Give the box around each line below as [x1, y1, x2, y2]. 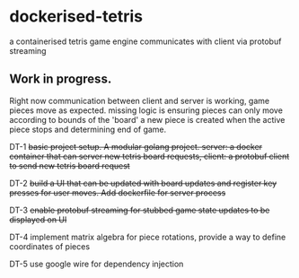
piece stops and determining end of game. [9, 124, 167, 135]
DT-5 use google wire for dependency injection [9, 258, 184, 269]
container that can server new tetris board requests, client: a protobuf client [9, 151, 290, 161]
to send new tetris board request [9, 160, 130, 171]
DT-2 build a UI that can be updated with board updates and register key [9, 178, 277, 188]
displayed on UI [9, 213, 67, 225]
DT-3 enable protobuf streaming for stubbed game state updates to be [9, 204, 270, 215]
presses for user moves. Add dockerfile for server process [9, 187, 226, 198]
